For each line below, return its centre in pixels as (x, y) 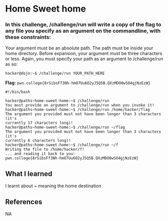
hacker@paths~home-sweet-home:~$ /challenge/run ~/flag (65, 127)
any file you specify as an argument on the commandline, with (83, 31)
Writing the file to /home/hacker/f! (45, 149)
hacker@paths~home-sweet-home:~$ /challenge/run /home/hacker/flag (78, 110)
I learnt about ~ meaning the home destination (53, 186)
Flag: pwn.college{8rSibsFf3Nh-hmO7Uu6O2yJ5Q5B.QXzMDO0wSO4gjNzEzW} (78, 83)
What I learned (29, 174)
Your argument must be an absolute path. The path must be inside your (79, 48)
